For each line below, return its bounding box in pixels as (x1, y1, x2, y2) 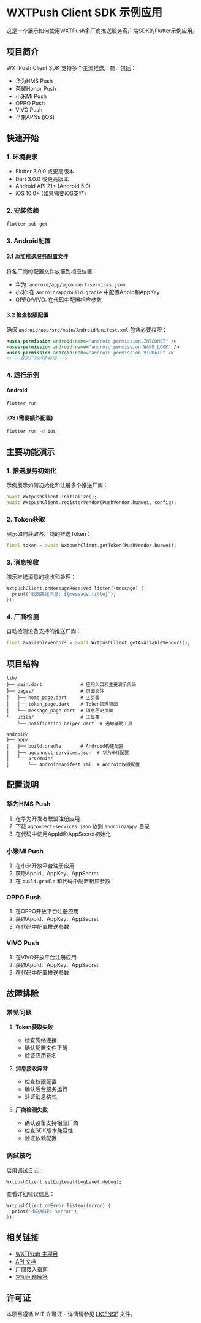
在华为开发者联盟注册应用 (15, 815, 80, 822)
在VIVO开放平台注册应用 (15, 953, 77, 961)
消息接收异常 (15, 1065, 48, 1072)
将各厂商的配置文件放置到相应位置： (6, 267, 98, 275)
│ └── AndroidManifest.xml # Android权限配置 (6, 761, 140, 768)
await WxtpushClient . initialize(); (6, 494, 97, 500)
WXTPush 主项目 (15, 1250, 58, 1257)
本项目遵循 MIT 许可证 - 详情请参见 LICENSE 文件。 (6, 1310, 136, 1317)
